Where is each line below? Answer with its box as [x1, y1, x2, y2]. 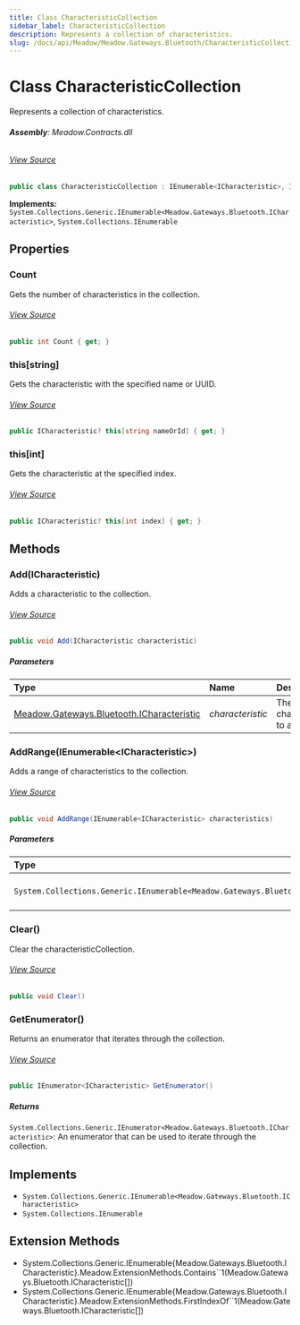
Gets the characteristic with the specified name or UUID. [9, 378, 217, 389]
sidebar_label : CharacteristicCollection [9, 21, 166, 30]
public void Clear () [9, 991, 87, 1001]
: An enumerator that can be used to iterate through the [53, 1132, 257, 1142]
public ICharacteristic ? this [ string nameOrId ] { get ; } [9, 427, 226, 436]
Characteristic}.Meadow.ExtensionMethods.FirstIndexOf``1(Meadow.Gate [21, 1295, 291, 1306]
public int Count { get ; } [9, 337, 110, 346]
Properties [9, 242, 70, 257]
